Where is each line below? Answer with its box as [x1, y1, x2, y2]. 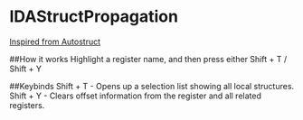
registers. [9, 99, 45, 110]
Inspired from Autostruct [9, 36, 101, 47]
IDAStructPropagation [9, 6, 179, 27]
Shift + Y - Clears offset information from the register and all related [9, 90, 262, 101]
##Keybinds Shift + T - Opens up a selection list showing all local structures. [9, 80, 295, 91]
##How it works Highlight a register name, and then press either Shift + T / [9, 53, 288, 64]
